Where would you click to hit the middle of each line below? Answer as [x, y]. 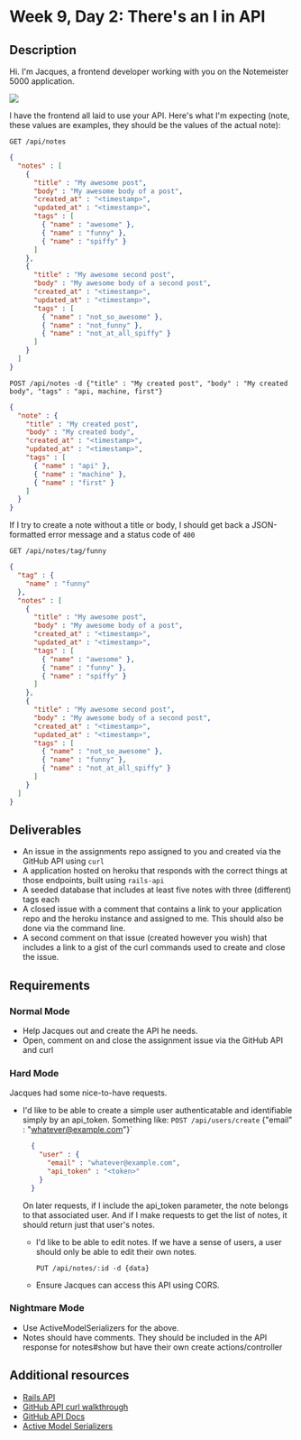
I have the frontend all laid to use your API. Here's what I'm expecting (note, [150, 115]
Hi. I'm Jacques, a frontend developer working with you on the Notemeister [149, 71]
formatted [28, 535]
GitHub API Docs [54, 1416]
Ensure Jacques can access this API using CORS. [128, 1285]
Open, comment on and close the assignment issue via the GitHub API [153, 1040]
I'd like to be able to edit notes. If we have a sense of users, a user [159, 1242]
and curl [38, 1050]
